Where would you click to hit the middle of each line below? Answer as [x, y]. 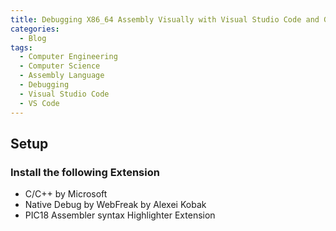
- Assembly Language [62, 76]
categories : [35, 29]
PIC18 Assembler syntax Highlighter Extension [120, 215]
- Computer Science [60, 66]
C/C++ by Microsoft [66, 194]
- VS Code [39, 103]
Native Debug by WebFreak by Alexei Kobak [115, 205]
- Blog [33, 38]
